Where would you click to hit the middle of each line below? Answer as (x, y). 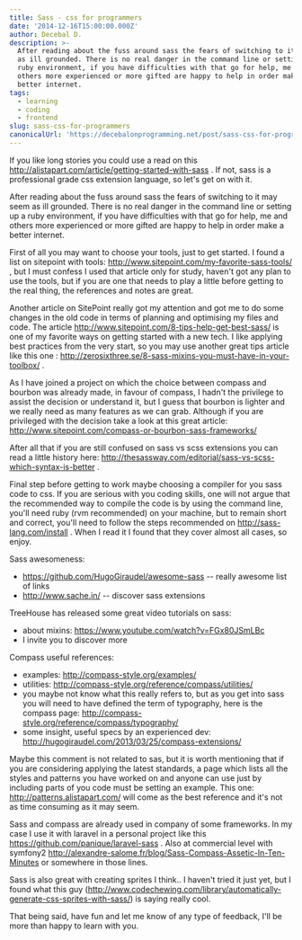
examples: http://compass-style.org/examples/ (109, 674)
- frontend (38, 118)
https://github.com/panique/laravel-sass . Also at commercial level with (141, 843)
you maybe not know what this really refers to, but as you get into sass (153, 694)
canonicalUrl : (36, 135)
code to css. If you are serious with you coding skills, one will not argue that (150, 493)
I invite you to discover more (75, 640)
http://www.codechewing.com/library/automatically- (184, 889)
